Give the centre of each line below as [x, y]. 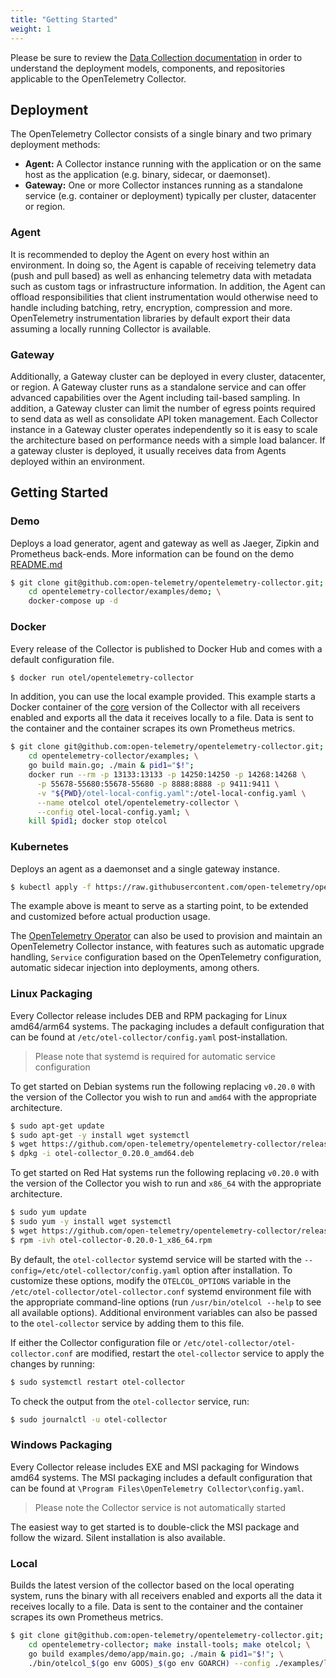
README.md [36, 564]
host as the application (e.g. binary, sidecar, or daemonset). [147, 175]
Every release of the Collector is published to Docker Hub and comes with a [166, 648]
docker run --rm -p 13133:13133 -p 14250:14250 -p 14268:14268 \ [167, 775]
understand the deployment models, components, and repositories [148, 68]
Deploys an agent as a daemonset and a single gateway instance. [145, 868]
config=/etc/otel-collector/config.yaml [96, 1271]
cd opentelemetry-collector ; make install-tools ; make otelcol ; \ [169, 1644]
